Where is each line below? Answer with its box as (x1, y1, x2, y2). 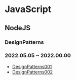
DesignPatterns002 (12, 69, 53, 75)
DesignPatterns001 (12, 63, 52, 69)
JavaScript (5, 4, 52, 15)
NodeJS (5, 24, 31, 32)
